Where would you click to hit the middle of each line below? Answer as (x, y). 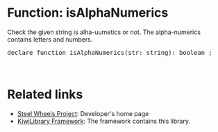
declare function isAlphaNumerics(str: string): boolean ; (110, 52)
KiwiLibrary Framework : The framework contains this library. (104, 121)
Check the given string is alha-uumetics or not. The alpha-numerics (104, 32)
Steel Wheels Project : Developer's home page (83, 113)
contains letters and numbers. (50, 39)
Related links (45, 94)
